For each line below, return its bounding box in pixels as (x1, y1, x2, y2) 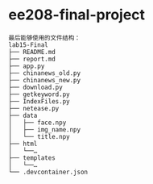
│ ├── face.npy (8, 119, 67, 127)
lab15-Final (8, 40, 48, 49)
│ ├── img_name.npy (8, 125, 81, 134)
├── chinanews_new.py (8, 76, 81, 84)
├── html (8, 140, 38, 148)
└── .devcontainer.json (8, 168, 89, 176)
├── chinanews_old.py (8, 69, 81, 77)
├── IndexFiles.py (8, 97, 70, 106)
